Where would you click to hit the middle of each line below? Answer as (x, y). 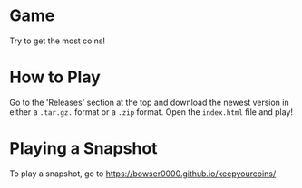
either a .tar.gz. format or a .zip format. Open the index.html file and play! (151, 112)
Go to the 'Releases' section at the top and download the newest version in (149, 102)
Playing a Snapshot (83, 149)
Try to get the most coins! (58, 41)
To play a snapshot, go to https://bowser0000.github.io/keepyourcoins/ (143, 174)
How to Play (55, 77)
